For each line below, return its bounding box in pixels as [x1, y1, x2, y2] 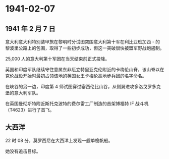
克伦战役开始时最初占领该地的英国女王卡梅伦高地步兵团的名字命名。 [5, 73, 147, 79]
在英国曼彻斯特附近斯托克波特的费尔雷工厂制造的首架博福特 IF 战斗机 [5, 100, 149, 107]
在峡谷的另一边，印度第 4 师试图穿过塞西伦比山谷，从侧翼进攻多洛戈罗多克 [5, 84, 161, 89]
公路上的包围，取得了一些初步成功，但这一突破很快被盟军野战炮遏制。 [18, 45, 164, 51]
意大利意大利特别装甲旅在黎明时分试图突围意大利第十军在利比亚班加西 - [5, 39, 155, 44]
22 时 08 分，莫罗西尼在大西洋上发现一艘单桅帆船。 [5, 137, 113, 143]
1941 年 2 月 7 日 [5, 24, 55, 33]
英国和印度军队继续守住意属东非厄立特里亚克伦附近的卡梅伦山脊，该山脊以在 [5, 67, 164, 72]
